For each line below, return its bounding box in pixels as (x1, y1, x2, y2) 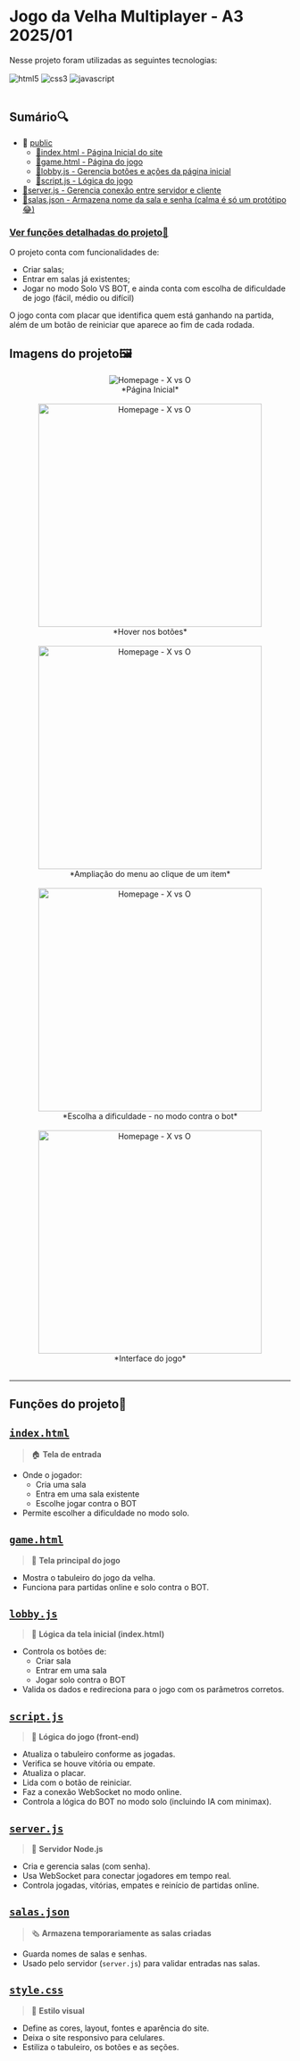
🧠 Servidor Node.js (30, 1843, 104, 1854)
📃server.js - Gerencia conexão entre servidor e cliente (21, 185, 221, 196)
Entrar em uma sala (35, 1665, 107, 1676)
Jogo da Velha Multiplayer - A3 (9, 6, 244, 27)
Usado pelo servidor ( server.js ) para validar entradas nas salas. (21, 1957, 261, 1968)
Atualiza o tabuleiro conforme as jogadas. (21, 1748, 176, 1760)
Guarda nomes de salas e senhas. (21, 1948, 147, 1959)
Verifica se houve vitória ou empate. (21, 1758, 156, 1769)
